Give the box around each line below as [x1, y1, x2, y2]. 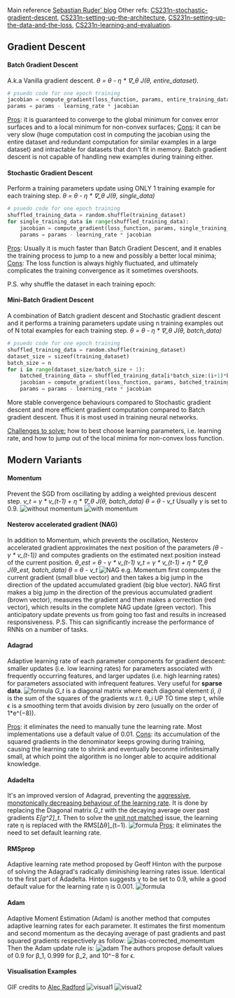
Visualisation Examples [7, 967, 77, 976]
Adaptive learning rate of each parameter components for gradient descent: [7, 657, 226, 665]
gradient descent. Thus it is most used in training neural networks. [7, 413, 198, 421]
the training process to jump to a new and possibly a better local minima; [7, 251, 217, 260]
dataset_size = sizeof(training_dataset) [7, 353, 130, 360]
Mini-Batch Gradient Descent [7, 296, 94, 304]
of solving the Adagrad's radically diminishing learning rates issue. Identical [7, 868, 225, 876]
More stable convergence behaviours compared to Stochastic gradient [7, 398, 211, 406]
